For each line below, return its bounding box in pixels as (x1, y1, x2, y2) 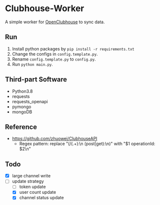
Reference (5, 123, 37, 131)
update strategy (12, 178, 44, 184)
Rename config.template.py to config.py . (12, 56, 96, 62)
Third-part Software (5, 76, 67, 84)
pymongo (12, 104, 32, 110)
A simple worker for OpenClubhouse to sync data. (5, 19, 105, 25)
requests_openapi (12, 98, 48, 104)
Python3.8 (12, 88, 33, 94)
